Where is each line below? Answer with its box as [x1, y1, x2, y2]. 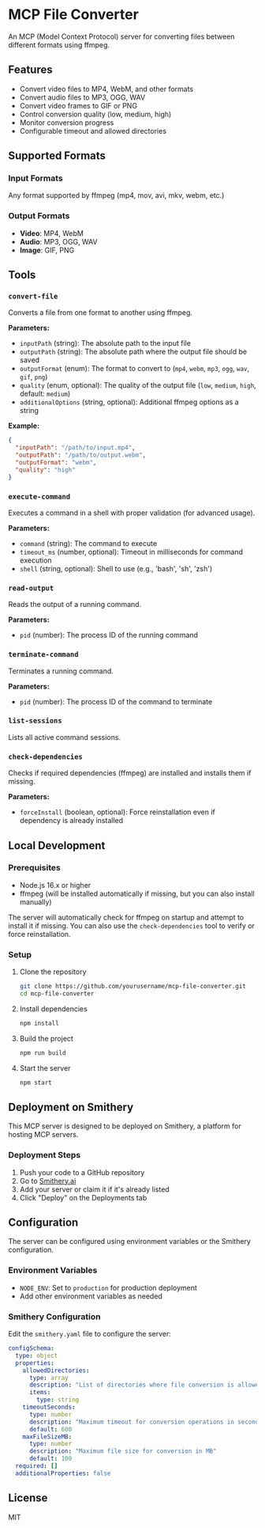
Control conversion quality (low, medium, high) [19, 109, 172, 119]
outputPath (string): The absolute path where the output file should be [19, 347, 247, 357]
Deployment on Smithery [8, 1100, 134, 1113]
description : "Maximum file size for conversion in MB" [28, 1447, 217, 1455]
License [8, 1492, 48, 1505]
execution [19, 555, 53, 565]
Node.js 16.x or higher [19, 880, 91, 889]
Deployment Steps [8, 1150, 81, 1161]
